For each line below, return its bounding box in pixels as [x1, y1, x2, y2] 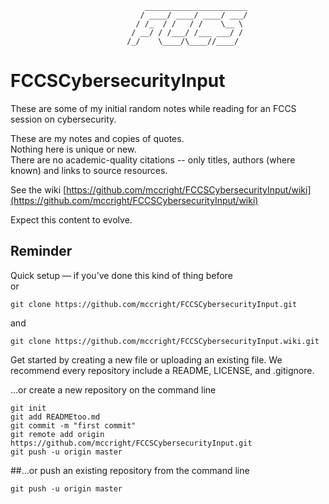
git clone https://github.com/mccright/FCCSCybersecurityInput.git [10, 299, 298, 309]
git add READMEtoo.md [10, 412, 101, 422]
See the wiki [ [10, 183, 67, 196]
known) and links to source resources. [10, 164, 168, 176]
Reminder [10, 243, 73, 260]
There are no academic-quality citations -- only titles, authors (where [10, 153, 296, 166]
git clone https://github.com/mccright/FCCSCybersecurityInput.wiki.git [10, 336, 320, 346]
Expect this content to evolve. [10, 213, 133, 226]
